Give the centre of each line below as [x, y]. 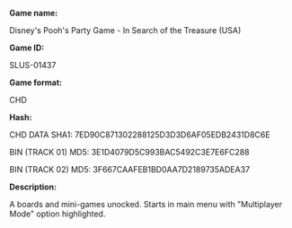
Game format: [36, 83]
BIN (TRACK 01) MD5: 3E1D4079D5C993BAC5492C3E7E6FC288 [129, 152]
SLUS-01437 [33, 65]
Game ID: [27, 48]
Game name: [34, 13]
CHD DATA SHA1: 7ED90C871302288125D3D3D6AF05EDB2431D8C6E [140, 135]
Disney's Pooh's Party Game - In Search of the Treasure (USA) [125, 30]
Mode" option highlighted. [58, 214]
